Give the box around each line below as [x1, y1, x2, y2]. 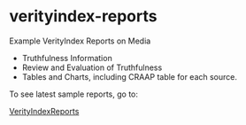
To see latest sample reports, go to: [9, 89, 139, 99]
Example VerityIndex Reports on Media [9, 35, 151, 46]
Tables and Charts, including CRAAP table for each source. [21, 71, 237, 82]
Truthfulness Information [21, 52, 112, 63]
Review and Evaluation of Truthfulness [21, 62, 163, 73]
